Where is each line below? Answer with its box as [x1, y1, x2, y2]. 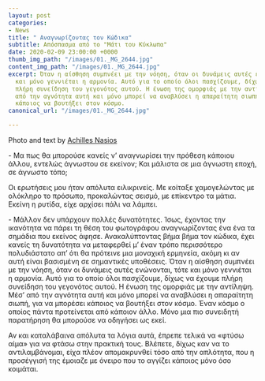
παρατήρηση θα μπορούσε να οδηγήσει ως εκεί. [8, 316, 167, 324]
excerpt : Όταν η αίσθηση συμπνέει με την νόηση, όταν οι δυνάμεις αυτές [8, 70, 252, 78]
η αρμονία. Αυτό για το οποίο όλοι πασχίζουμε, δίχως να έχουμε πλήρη [8, 274, 243, 282]
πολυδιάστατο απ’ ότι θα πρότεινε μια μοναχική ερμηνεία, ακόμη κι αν [8, 248, 241, 257]
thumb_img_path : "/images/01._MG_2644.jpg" [8, 56, 154, 64]
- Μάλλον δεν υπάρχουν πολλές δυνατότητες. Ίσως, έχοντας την [8, 215, 226, 224]
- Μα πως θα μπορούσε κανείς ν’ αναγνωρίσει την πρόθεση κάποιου [8, 151, 235, 160]
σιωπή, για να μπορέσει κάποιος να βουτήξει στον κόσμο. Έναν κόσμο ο [8, 299, 245, 308]
